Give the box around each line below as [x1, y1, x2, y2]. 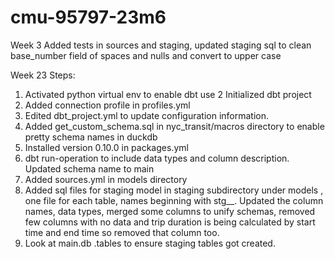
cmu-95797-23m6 [10, 6, 167, 29]
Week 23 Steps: [10, 69, 76, 81]
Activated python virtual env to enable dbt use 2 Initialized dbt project [24, 88, 312, 100]
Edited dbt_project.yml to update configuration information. [24, 109, 270, 121]
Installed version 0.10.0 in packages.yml [24, 141, 189, 153]
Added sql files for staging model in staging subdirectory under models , [24, 184, 324, 196]
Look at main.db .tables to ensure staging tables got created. [24, 237, 276, 249]
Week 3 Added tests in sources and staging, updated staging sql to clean [10, 39, 312, 51]
